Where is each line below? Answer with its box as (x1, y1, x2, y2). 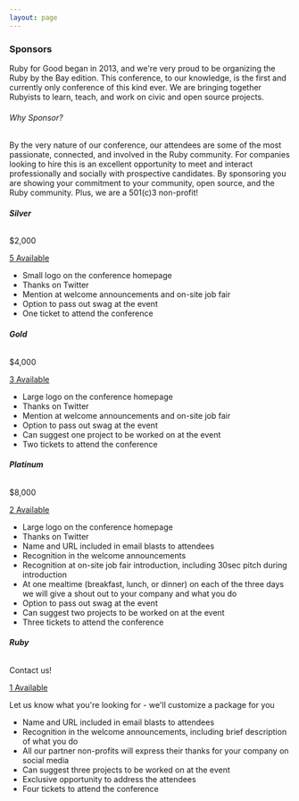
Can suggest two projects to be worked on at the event (21, 607, 225, 618)
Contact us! (9, 664, 52, 676)
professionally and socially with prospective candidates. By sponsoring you (9, 168, 287, 179)
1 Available (9, 682, 48, 693)
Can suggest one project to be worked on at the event (21, 429, 221, 439)
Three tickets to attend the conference (21, 617, 164, 627)
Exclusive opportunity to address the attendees (21, 773, 196, 784)
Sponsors (9, 42, 53, 55)
